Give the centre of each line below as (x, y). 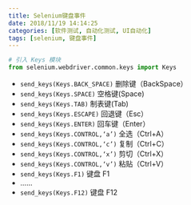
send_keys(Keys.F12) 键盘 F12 (69, 192)
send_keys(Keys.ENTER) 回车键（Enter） (85, 124)
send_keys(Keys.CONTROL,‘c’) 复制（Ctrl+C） (94, 144)
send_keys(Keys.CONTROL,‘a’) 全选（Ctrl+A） (94, 134)
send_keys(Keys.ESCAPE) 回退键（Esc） (84, 114)
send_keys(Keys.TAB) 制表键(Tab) (74, 104)
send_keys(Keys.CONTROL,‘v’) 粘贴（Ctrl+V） (94, 164)
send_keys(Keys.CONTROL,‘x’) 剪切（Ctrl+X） (94, 154)
